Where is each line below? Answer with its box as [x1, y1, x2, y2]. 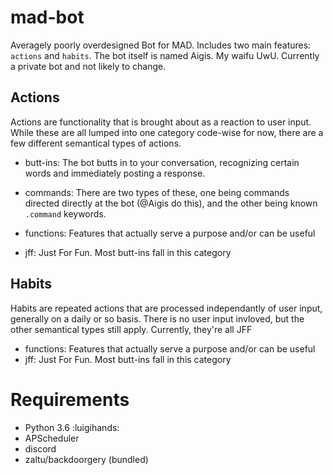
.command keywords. [24, 207, 107, 220]
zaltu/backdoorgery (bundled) [24, 453, 149, 465]
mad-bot [10, 6, 85, 29]
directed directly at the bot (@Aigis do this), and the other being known [24, 197, 318, 209]
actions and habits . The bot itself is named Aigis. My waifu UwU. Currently [10, 49, 320, 61]
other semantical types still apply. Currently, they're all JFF [10, 323, 253, 335]
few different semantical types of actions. [10, 137, 182, 149]
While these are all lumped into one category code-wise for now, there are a [10, 126, 324, 138]
